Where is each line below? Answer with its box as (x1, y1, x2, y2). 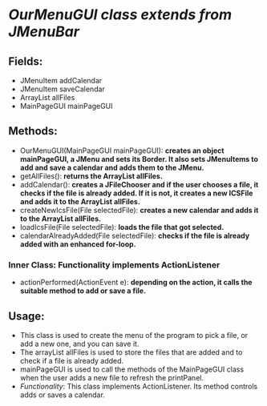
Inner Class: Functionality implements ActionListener (8, 259, 220, 270)
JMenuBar (8, 22, 80, 41)
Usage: (8, 309, 46, 323)
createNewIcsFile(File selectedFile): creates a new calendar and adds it (19, 205, 259, 215)
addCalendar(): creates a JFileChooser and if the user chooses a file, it (19, 179, 259, 189)
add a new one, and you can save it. (19, 339, 140, 348)
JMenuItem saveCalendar (19, 84, 106, 94)
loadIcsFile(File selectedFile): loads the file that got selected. (19, 222, 225, 231)
